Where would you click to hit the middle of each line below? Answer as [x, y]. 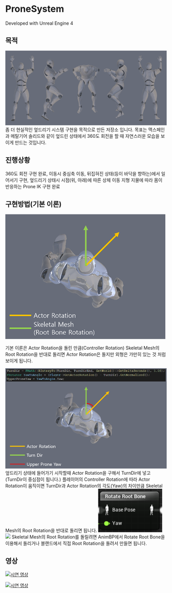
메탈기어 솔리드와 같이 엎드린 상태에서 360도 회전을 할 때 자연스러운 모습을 [85, 136]
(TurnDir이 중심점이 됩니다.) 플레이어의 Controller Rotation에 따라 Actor [78, 479]
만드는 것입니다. [30, 142]
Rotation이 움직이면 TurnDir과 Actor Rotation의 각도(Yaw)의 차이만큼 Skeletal [84, 486]
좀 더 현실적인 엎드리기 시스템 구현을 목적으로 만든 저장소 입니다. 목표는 [76, 130]
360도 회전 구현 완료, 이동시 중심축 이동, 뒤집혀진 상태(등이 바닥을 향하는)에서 [83, 173]
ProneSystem [35, 9]
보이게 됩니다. [19, 361]
